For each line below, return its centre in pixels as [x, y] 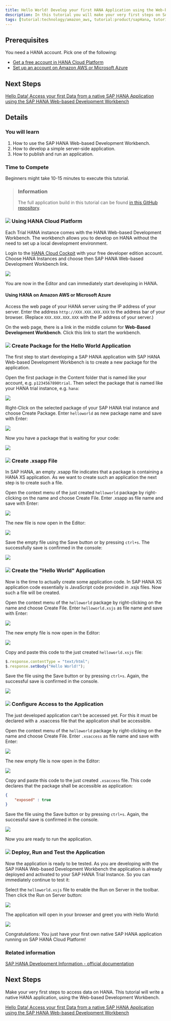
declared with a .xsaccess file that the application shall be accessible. [78, 721]
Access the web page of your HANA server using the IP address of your [81, 306]
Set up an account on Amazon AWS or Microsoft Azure [70, 68]
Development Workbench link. [37, 264]
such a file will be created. [33, 593]
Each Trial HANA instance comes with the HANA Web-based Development [83, 232]
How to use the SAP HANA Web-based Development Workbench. [81, 143]
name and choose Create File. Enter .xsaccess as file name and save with [82, 736]
